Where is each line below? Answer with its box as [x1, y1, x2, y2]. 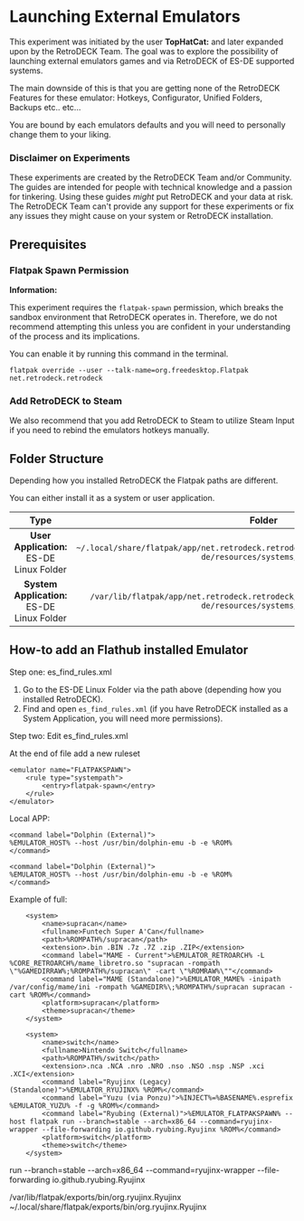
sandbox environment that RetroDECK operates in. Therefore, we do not [9, 311, 278, 322]
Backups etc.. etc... [9, 101, 81, 112]
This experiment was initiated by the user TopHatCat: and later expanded [9, 36, 283, 47]
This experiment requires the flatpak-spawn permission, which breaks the [9, 301, 284, 313]
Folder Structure [9, 450, 104, 467]
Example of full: [9, 894, 68, 904]
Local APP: [9, 812, 51, 824]
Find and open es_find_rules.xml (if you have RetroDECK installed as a [22, 703, 289, 714]
